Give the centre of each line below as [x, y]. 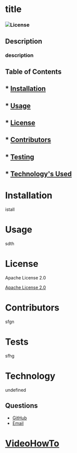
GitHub [20, 418]
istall [10, 210]
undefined [16, 390]
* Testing [20, 157]
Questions [22, 406]
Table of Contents [34, 71]
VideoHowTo [32, 443]
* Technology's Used [38, 174]
